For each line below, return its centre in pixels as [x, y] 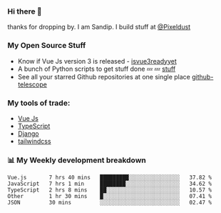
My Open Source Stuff [47, 46]
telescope [32, 84]
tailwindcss [34, 141]
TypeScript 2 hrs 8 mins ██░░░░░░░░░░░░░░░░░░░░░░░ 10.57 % [110, 190]
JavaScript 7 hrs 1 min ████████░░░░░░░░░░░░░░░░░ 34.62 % [110, 184]
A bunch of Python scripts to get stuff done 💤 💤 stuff [97, 69]
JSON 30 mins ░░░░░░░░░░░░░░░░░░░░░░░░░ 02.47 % [110, 203]
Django [28, 133]
